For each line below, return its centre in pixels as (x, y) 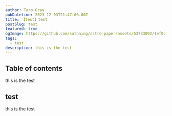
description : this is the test (39, 48)
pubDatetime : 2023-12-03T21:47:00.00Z (47, 15)
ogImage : (15, 34)
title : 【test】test (26, 19)
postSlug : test (21, 24)
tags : (11, 39)
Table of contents (34, 68)
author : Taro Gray (25, 10)
